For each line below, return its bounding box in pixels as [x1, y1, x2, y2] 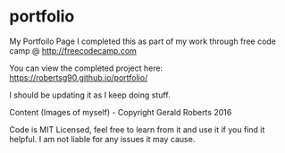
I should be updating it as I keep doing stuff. [9, 89, 172, 100]
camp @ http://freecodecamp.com [9, 45, 137, 55]
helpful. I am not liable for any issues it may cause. [9, 133, 196, 144]
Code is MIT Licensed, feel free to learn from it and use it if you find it [9, 123, 265, 135]
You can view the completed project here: [9, 63, 163, 73]
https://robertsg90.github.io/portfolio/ [9, 72, 148, 82]
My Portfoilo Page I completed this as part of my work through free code [9, 36, 277, 47]
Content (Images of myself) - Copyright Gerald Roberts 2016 [9, 106, 232, 117]
